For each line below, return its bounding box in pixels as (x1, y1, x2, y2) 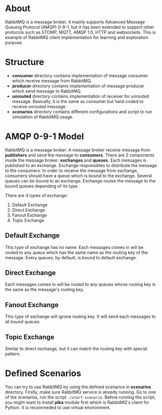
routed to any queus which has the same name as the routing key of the (5, 249, 148, 255)
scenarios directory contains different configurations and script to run (12, 109, 152, 115)
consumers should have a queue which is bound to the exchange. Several (5, 173, 152, 179)
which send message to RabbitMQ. (12, 88, 82, 94)
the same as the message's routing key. (5, 287, 84, 293)
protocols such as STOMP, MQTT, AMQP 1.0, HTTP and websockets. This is (5, 29, 156, 35)
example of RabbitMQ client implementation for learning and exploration (5, 34, 148, 40)
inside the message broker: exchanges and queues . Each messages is (5, 157, 147, 163)
